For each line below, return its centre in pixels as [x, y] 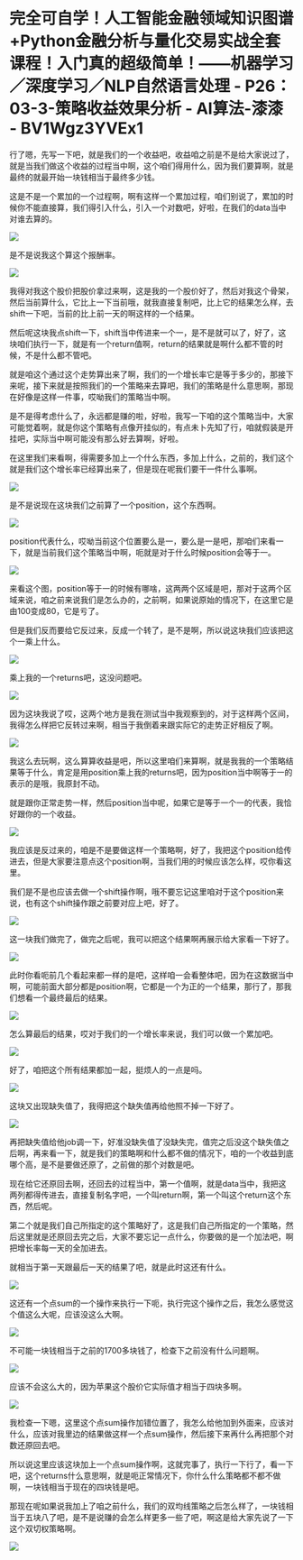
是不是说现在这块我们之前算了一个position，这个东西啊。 [115, 505]
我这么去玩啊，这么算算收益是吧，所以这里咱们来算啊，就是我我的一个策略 [147, 761]
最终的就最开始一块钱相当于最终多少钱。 [84, 177]
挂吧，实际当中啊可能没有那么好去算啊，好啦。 [96, 438]
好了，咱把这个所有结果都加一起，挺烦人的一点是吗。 [108, 1069]
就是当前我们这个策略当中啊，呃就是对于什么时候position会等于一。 [151, 552]
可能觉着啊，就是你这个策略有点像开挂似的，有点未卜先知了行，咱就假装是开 [151, 427]
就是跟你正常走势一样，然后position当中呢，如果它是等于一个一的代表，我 [147, 803]
